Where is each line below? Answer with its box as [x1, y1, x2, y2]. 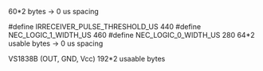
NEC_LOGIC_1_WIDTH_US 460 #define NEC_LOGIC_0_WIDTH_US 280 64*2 [8, 31, 255, 39]
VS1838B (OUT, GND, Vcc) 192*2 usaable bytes [8, 54, 166, 63]
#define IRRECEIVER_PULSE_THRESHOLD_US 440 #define [8, 22, 202, 31]
